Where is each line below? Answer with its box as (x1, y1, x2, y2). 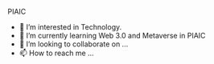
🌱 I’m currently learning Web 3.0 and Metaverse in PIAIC (19, 31, 206, 40)
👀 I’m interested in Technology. (19, 22, 122, 31)
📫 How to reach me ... (19, 48, 94, 58)
